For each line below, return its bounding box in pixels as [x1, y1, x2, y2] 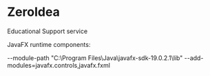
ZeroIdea [7, 4, 60, 20]
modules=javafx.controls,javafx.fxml [7, 61, 110, 69]
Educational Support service [7, 27, 88, 35]
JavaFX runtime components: [7, 40, 91, 48]
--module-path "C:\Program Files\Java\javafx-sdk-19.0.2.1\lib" [7, 53, 183, 62]
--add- [184, 53, 204, 62]
